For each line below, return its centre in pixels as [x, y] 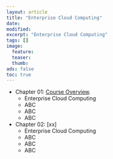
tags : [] [17, 40]
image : [15, 46]
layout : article [27, 12]
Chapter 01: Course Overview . [53, 92]
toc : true [19, 75]
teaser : [22, 57]
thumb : [20, 63]
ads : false [20, 69]
